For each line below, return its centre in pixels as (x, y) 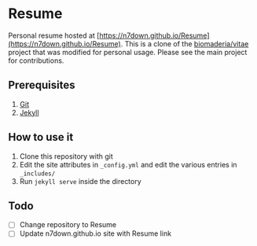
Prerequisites (42, 85)
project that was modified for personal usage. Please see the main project (128, 52)
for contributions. (36, 61)
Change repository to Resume (68, 225)
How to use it (41, 137)
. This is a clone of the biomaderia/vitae (185, 43)
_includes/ (37, 174)
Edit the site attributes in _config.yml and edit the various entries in (128, 164)
